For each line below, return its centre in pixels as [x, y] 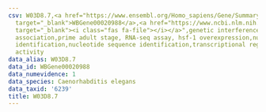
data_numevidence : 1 [42, 74]
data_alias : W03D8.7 [42, 60]
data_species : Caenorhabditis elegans [72, 81]
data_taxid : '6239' [40, 89]
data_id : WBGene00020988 [49, 67]
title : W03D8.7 [33, 96]
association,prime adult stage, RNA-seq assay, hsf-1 [106, 37]
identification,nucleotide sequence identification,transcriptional [131, 45]
